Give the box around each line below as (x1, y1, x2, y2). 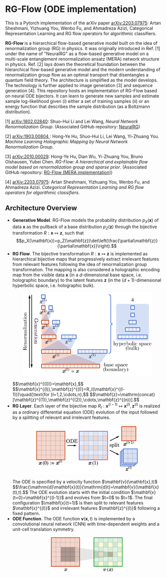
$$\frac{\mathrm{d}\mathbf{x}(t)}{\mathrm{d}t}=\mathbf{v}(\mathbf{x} (12, 484, 160, 490)
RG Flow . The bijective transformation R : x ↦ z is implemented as (12, 251, 148, 257)
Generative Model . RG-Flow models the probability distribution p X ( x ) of (12, 217, 159, 224)
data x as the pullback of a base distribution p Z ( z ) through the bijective (12, 224, 157, 231)
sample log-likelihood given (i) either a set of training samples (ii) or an (5, 98, 150, 104)
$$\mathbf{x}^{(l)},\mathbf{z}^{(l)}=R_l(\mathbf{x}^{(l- (12, 386, 125, 392)
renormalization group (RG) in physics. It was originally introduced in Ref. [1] (5, 45, 161, 51)
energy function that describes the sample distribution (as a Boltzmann (5, 103, 150, 109)
